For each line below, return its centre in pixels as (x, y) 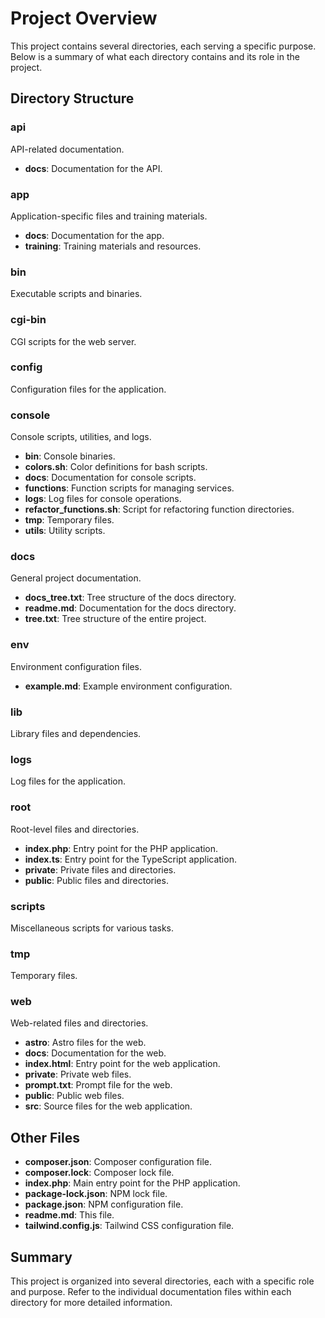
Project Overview (84, 18)
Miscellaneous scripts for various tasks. (92, 928)
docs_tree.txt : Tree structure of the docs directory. (130, 598)
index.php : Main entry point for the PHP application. (132, 1183)
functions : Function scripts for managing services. (129, 488)
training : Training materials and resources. (113, 246)
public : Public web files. (74, 1096)
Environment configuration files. (76, 666)
